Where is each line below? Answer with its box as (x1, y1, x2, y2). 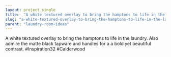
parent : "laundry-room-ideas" (5, 21, 70, 27)
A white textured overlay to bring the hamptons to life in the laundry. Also (5, 35, 159, 41)
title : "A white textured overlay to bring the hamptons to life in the (5, 12, 165, 17)
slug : (5, 17, 17, 22)
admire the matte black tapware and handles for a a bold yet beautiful (5, 41, 151, 47)
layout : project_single (5, 7, 56, 13)
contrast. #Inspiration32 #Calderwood (5, 46, 85, 52)
